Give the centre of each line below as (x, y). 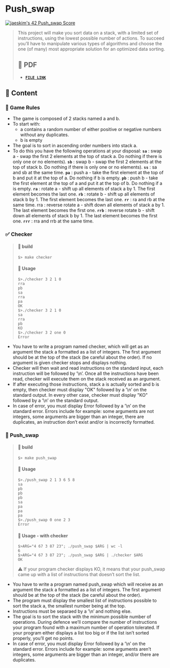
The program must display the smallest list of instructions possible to (85, 600)
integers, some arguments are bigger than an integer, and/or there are (86, 655)
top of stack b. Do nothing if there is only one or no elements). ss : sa (85, 167)
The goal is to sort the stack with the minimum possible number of (82, 617)
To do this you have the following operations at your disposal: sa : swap (87, 151)
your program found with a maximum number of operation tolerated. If (86, 627)
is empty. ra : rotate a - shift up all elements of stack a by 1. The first (84, 189)
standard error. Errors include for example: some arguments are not (83, 411)
